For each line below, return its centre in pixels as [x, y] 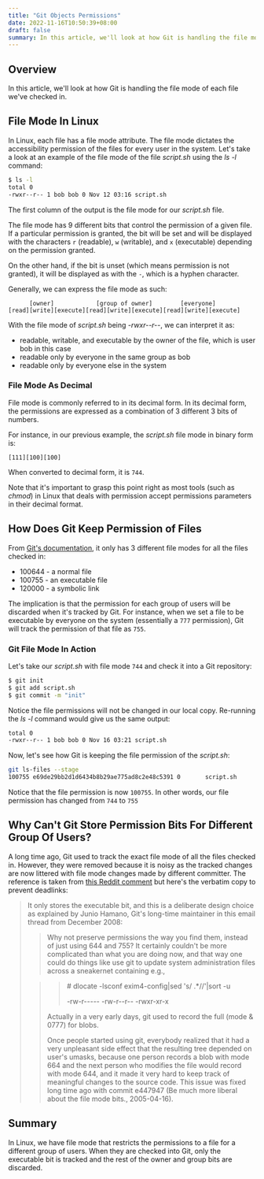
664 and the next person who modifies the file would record [144, 1065]
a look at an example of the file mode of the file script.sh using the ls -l [123, 157]
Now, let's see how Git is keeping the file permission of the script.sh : [119, 755]
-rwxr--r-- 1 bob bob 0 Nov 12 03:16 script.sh [88, 195]
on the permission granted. [52, 250]
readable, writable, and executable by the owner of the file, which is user [137, 340]
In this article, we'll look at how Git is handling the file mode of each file [123, 88]
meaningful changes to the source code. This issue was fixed [146, 1082]
